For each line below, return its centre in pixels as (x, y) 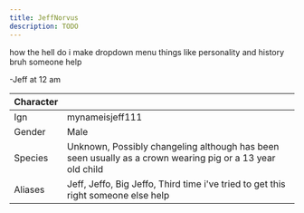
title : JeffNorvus (44, 18)
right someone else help (118, 195)
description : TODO (44, 26)
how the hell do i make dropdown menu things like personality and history (147, 52)
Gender (30, 131)
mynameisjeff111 (104, 117)
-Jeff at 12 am (35, 79)
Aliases (29, 189)
